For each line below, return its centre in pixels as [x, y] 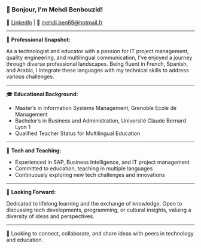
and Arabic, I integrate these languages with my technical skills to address [98, 71]
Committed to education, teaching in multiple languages [84, 169]
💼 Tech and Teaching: [34, 151]
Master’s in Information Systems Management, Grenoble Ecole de [96, 108]
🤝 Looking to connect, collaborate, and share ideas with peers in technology [100, 234]
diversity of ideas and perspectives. [50, 216]
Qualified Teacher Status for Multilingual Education [77, 133]
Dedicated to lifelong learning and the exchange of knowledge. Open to [94, 204]
